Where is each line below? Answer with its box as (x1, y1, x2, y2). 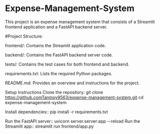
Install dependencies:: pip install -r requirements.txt (5, 109, 108, 115)
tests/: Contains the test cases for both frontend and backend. (5, 61, 129, 67)
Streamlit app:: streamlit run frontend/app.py (5, 123, 94, 129)
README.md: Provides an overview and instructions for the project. (5, 80, 140, 86)
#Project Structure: (5, 33, 43, 39)
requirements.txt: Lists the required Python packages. (5, 70, 112, 76)
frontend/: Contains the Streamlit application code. (5, 42, 106, 48)
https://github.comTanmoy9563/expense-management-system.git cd (5, 94, 144, 100)
